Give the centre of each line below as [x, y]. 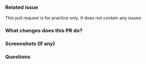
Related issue [22, 7]
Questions [18, 57]
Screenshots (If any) [30, 44]
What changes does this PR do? [44, 31]
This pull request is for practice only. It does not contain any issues [73, 18]
